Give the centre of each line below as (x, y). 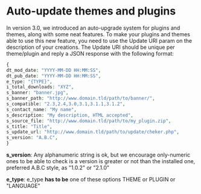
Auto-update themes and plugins (91, 11)
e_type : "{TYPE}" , (29, 82)
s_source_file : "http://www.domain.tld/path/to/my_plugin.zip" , (89, 121)
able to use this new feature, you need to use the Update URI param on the (99, 40)
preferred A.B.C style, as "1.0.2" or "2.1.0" (58, 168)
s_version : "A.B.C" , (32, 138)
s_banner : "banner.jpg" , (37, 93)
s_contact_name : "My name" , (42, 109)
